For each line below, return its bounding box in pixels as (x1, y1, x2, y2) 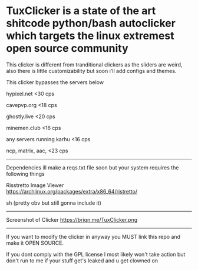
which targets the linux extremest (6, 29, 175, 42)
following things (6, 170, 45, 177)
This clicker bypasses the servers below (6, 78, 104, 86)
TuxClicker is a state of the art (6, 4, 156, 18)
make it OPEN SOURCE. (6, 239, 64, 246)
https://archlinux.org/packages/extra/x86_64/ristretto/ (6, 188, 137, 195)
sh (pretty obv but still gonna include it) (6, 199, 102, 206)
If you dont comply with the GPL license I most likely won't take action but (6, 251, 186, 258)
